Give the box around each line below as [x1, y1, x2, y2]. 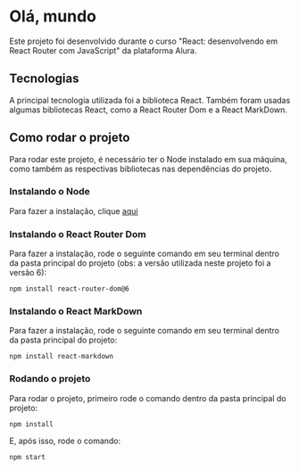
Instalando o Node [9, 186, 91, 198]
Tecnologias [9, 71, 79, 87]
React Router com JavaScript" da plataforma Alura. [9, 45, 197, 55]
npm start [9, 452, 46, 461]
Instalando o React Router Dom [9, 227, 146, 240]
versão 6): [9, 268, 47, 278]
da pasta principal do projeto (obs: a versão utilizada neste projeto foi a [9, 258, 271, 268]
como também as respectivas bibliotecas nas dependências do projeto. [9, 163, 272, 174]
